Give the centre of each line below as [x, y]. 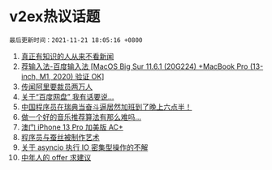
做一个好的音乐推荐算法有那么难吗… [81, 117]
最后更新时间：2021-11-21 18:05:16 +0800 [76, 40]
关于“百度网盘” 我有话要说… [67, 96]
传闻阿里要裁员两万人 [56, 87]
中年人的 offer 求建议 [56, 157]
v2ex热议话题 [55, 17]
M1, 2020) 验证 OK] [72, 76]
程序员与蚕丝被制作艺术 [60, 137]
